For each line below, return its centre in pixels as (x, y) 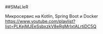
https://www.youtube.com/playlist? (40, 21)
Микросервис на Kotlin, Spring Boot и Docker (52, 16)
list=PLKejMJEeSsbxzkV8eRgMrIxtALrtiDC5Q (51, 26)
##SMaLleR (17, 7)
